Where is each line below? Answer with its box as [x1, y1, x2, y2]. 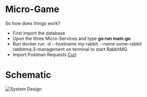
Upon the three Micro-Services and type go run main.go [12, 35, 131, 41]
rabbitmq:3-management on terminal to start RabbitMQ [12, 46, 127, 52]
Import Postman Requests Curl [12, 52, 77, 58]
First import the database [12, 30, 66, 36]
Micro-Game [5, 4, 60, 15]
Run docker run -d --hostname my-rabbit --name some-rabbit [12, 40, 142, 46]
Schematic [5, 69, 52, 81]
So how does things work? [5, 20, 61, 26]
